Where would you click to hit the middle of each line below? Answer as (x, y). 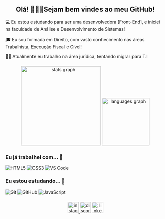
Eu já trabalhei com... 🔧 (34, 157)
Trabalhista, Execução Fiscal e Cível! (44, 47)
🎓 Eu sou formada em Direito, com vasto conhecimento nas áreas (75, 39)
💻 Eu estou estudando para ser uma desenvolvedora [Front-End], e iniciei (83, 22)
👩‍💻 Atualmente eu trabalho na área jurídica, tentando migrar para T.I (77, 56)
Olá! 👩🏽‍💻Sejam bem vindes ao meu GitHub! (85, 9)
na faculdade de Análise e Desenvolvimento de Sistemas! (65, 29)
